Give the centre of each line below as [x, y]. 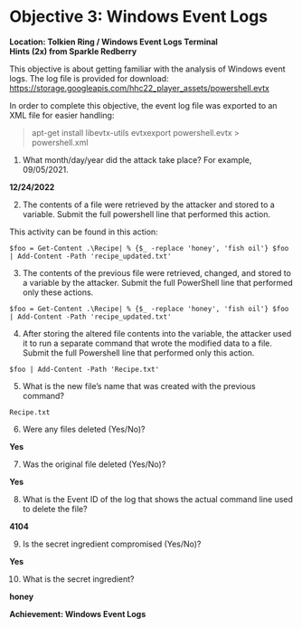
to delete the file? [55, 509]
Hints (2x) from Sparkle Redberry [73, 51]
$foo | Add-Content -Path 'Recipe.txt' [85, 369]
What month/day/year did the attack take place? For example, [137, 159]
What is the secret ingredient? [78, 579]
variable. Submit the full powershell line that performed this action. [146, 214]
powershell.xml [60, 142]
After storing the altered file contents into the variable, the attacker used [157, 333]
